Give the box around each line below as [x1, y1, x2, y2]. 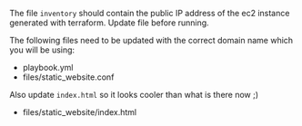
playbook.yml [22, 63, 74, 73]
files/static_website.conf [22, 72, 115, 82]
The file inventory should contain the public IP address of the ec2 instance [9, 8, 290, 18]
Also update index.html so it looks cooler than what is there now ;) [9, 90, 259, 100]
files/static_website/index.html [22, 107, 137, 117]
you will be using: [9, 44, 75, 55]
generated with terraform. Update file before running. [9, 17, 209, 28]
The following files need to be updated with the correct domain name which [9, 35, 294, 45]
